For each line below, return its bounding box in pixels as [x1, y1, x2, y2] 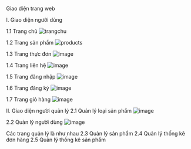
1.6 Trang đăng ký [6, 84, 49, 92]
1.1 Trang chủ [6, 28, 38, 35]
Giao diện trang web [6, 5, 55, 12]
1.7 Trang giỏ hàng [6, 96, 51, 103]
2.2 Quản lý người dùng [6, 118, 63, 126]
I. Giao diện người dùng [6, 16, 63, 23]
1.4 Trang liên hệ [6, 62, 46, 69]
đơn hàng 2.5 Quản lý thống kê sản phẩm [6, 136, 106, 143]
